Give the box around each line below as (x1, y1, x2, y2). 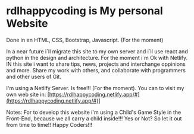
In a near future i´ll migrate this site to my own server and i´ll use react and (6, 47, 189, 55)
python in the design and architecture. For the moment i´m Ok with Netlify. (6, 54, 188, 61)
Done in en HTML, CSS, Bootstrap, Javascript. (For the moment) (6, 36, 164, 43)
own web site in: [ (6, 91, 49, 98)
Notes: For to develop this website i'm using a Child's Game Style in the (6, 109, 182, 116)
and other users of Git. (6, 73, 61, 80)
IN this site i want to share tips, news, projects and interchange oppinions (6, 60, 186, 68)
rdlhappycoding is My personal (6, 4, 164, 18)
